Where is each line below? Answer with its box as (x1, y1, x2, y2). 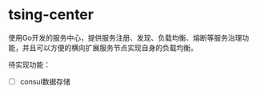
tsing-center (8, 6, 94, 24)
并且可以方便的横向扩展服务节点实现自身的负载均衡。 (22, 42, 198, 53)
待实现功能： (8, 60, 50, 69)
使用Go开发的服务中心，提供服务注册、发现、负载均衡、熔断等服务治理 (8, 33, 243, 42)
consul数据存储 (19, 76, 70, 86)
